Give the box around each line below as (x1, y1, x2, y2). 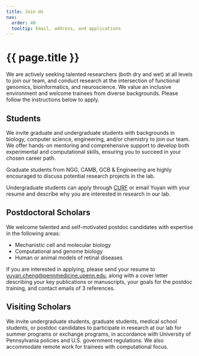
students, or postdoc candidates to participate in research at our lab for (6, 324, 182, 331)
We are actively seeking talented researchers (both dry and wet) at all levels (6, 71, 193, 78)
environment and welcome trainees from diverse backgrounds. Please (6, 90, 179, 97)
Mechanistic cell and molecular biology (14, 241, 111, 248)
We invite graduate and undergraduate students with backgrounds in (6, 129, 175, 136)
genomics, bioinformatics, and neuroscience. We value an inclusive (6, 83, 172, 91)
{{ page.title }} (6, 51, 80, 64)
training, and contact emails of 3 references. (6, 284, 115, 292)
